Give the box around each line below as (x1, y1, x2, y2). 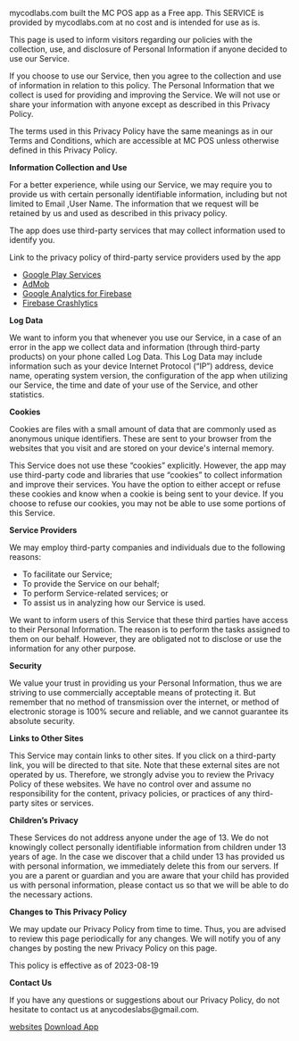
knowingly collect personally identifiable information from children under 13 (9, 842, 287, 852)
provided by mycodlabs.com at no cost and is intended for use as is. (9, 17, 261, 28)
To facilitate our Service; (21, 569, 113, 579)
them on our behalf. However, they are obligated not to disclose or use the (9, 634, 282, 644)
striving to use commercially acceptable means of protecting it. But (9, 687, 256, 697)
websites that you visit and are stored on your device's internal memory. (9, 443, 275, 454)
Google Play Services (21, 270, 102, 279)
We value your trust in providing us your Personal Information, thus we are (9, 678, 283, 688)
